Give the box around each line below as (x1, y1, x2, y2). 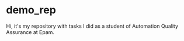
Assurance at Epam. (6, 28, 54, 35)
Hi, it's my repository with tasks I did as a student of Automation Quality (6, 23, 179, 29)
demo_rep (6, 3, 57, 17)
